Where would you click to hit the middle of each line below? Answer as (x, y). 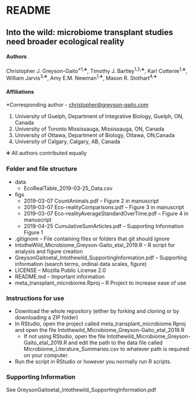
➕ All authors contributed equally (47, 153)
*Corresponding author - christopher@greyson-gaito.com (78, 105)
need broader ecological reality (65, 41)
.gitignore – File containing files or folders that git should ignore (92, 239)
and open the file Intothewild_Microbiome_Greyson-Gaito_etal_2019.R (99, 330)
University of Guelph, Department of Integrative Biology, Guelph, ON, (99, 116)
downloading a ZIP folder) (46, 317)
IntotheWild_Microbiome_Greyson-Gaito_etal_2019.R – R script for (95, 245)
